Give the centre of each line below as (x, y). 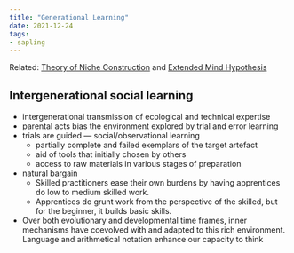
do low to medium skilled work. (92, 193)
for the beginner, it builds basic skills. (103, 211)
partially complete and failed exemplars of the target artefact (147, 145)
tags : (19, 34)
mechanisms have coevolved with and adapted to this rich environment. (154, 230)
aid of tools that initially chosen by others (111, 154)
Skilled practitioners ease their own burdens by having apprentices (158, 183)
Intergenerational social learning (101, 95)
